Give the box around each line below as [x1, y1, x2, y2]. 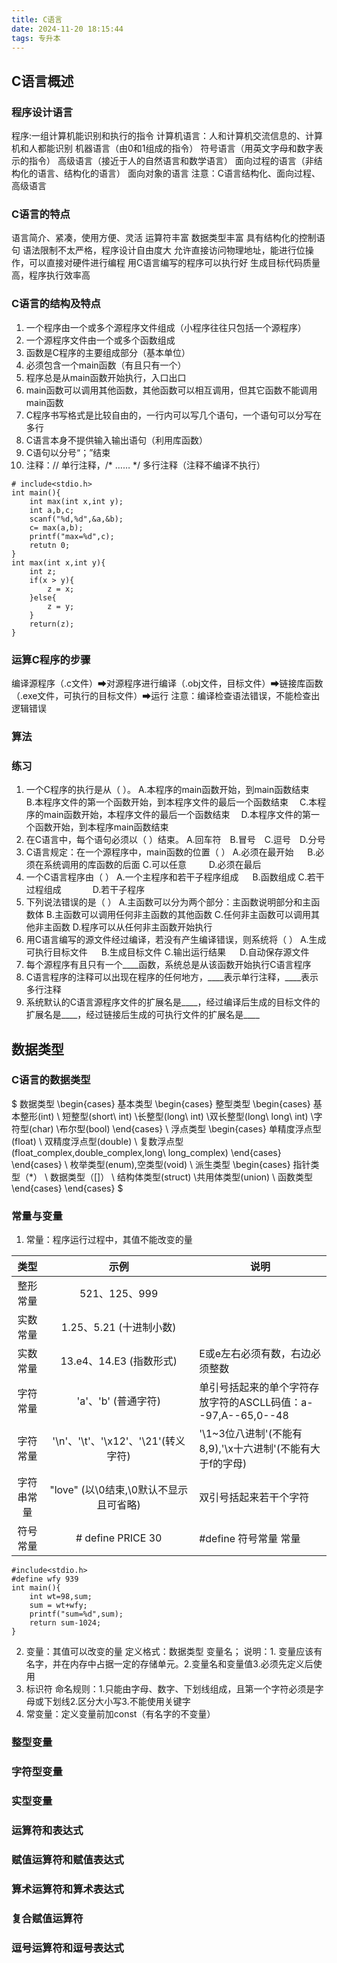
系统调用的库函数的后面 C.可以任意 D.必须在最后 [43, 859, 262, 871]
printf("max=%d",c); [29, 531, 115, 541]
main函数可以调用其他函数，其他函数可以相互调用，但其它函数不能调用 [25, 384, 318, 396]
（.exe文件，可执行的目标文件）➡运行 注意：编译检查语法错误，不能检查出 [11, 689, 321, 701]
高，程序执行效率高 [11, 269, 91, 281]
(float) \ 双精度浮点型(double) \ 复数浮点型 [11, 1135, 184, 1147]
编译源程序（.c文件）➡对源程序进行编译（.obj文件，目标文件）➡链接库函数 [11, 677, 324, 689]
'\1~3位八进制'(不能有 [199, 1427, 303, 1441]
